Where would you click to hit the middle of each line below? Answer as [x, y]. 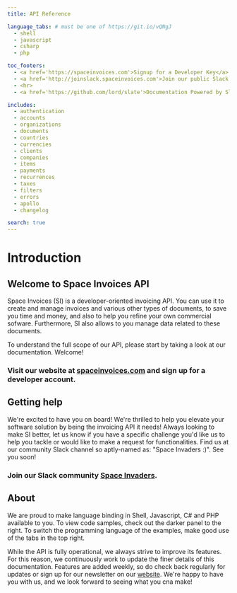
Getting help [35, 402]
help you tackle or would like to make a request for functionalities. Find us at [118, 442]
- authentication [39, 111]
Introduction [44, 258]
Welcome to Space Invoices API [78, 284]
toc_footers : [26, 66]
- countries [31, 138]
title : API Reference [39, 14]
